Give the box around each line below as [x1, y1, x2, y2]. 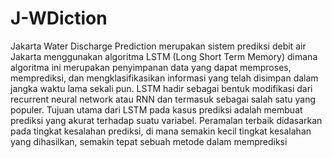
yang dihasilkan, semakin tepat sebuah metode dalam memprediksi [10, 135, 288, 147]
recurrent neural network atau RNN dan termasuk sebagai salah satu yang [10, 93, 317, 105]
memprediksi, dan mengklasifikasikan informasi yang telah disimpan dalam [10, 72, 319, 84]
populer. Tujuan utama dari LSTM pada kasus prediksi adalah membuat [10, 103, 303, 116]
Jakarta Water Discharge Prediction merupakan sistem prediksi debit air [10, 40, 307, 52]
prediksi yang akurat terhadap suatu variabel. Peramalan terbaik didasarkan [10, 114, 323, 126]
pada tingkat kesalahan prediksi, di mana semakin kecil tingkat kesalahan [10, 125, 312, 137]
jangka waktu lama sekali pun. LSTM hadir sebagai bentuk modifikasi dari [10, 82, 313, 94]
